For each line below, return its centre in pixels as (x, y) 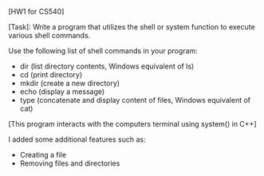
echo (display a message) (62, 92)
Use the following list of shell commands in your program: (103, 51)
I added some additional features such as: (77, 139)
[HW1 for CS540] (36, 12)
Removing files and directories (70, 163)
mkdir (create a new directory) (70, 83)
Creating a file (43, 155)
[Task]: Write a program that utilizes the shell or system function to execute (132, 27)
